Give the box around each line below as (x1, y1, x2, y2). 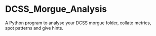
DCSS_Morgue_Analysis (5, 3, 107, 15)
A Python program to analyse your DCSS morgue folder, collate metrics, (5, 20, 152, 26)
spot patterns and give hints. (5, 25, 63, 31)
